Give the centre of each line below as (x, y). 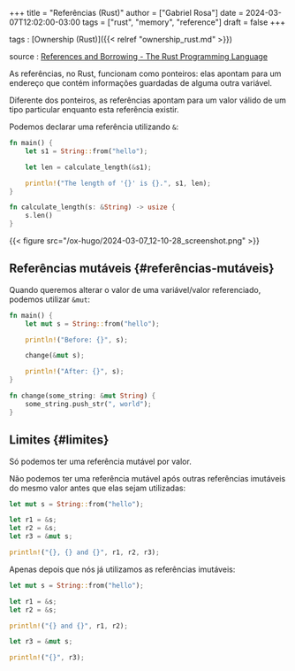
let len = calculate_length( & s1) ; (88, 167)
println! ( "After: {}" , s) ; (75, 372)
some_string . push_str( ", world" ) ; (88, 404)
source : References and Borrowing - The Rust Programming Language (138, 56)
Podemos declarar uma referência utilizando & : (94, 127)
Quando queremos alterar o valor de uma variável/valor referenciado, (135, 289)
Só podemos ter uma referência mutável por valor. (100, 461)
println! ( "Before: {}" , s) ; (76, 340)
